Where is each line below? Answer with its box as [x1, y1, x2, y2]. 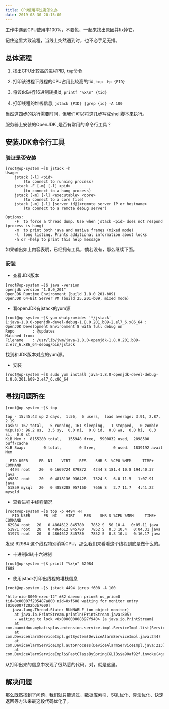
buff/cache [5, 441, 28, 446]
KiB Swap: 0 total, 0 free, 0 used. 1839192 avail [5, 445, 163, 450]
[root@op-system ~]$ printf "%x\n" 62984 [5, 561, 94, 566]
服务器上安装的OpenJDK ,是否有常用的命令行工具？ [5, 122, 112, 128]
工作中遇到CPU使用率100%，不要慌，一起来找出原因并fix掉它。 [5, 26, 137, 33]
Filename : [5, 338, 35, 343]
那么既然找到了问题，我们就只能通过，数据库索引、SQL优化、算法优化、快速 [5, 692, 164, 698]
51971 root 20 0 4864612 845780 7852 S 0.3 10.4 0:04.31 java [7, 527, 161, 532]
